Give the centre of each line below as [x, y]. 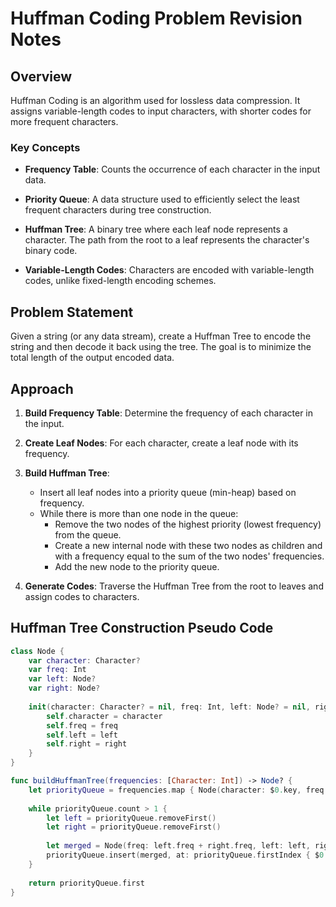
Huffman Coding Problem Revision [156, 18]
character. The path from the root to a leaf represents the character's [167, 240]
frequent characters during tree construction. [118, 210]
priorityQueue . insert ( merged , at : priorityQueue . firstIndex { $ [183, 855]
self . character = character [104, 716]
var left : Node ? [62, 679]
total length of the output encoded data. [92, 358]
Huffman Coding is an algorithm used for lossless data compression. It [155, 100]
